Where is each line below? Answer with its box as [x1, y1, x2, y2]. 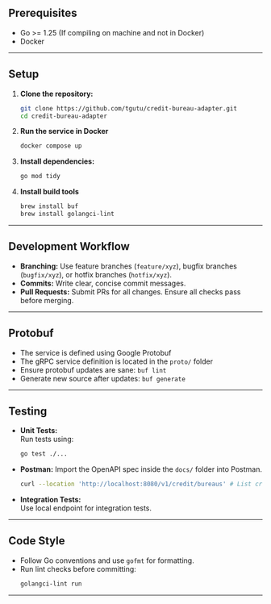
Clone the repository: [19, 89, 94, 98]
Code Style [8, 534, 65, 548]
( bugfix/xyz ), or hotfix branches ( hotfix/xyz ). [19, 269, 172, 279]
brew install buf [19, 202, 79, 210]
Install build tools [19, 187, 79, 197]
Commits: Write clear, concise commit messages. [19, 278, 186, 288]
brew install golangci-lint [19, 210, 115, 218]
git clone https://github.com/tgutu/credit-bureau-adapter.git [19, 104, 238, 112]
